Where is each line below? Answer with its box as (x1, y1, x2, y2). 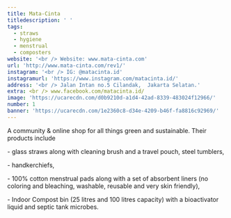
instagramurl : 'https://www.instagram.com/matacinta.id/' (7, 75, 179, 82)
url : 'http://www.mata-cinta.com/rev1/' (7, 62, 127, 69)
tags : (7, 23, 23, 30)
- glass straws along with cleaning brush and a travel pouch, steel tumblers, (7, 147, 225, 155)
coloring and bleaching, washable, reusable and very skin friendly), (7, 182, 200, 190)
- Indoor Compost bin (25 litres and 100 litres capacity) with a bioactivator (7, 195, 219, 203)
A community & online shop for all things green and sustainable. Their (7, 126, 207, 134)
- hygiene (13, 36, 42, 43)
